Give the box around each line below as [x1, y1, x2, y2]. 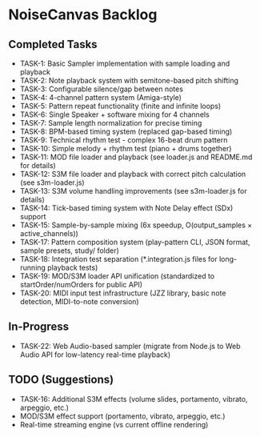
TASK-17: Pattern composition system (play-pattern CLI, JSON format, [19, 238, 250, 247]
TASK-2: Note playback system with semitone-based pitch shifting [19, 76, 238, 85]
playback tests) [47, 263, 98, 272]
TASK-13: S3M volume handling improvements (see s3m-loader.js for [19, 186, 247, 195]
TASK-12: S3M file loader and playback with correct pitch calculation [19, 170, 246, 178]
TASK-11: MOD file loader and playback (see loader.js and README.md [19, 152, 253, 162]
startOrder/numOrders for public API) [19, 280, 142, 289]
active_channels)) [19, 229, 78, 238]
